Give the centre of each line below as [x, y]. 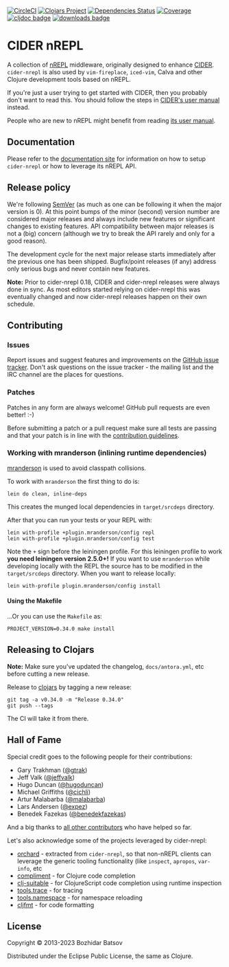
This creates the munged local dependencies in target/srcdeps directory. [111, 507]
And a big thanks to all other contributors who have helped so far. [99, 827]
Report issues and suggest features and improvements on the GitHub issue [113, 360]
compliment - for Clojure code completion [76, 876]
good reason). [27, 241]
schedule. [21, 304]
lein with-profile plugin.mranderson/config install [84, 586]
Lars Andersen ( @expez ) [52, 806]
